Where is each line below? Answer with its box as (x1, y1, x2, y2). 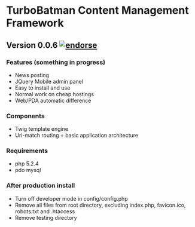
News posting (14, 71, 50, 78)
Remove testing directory (14, 214, 77, 221)
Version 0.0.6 (6, 40, 58, 50)
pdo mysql (14, 167, 41, 174)
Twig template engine (14, 125, 69, 133)
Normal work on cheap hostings (14, 90, 95, 97)
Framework (6, 16, 64, 30)
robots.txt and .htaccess (14, 207, 75, 215)
